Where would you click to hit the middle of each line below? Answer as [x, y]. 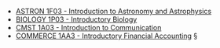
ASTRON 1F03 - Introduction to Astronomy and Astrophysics [114, 11]
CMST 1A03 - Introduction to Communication [88, 27]
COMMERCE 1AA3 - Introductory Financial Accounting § [106, 36]
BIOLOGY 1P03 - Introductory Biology [76, 19]
